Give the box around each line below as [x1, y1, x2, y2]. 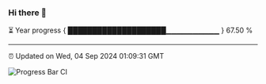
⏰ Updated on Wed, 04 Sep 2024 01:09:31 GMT [8, 52, 165, 61]
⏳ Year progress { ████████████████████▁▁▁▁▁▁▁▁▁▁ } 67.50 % [8, 25, 253, 35]
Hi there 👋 [8, 7, 47, 18]
